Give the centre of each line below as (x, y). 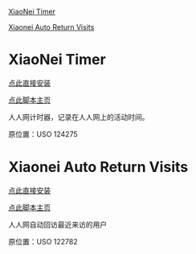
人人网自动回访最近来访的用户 (57, 224)
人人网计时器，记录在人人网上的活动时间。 (79, 117)
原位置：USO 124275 (43, 134)
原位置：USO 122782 (43, 241)
